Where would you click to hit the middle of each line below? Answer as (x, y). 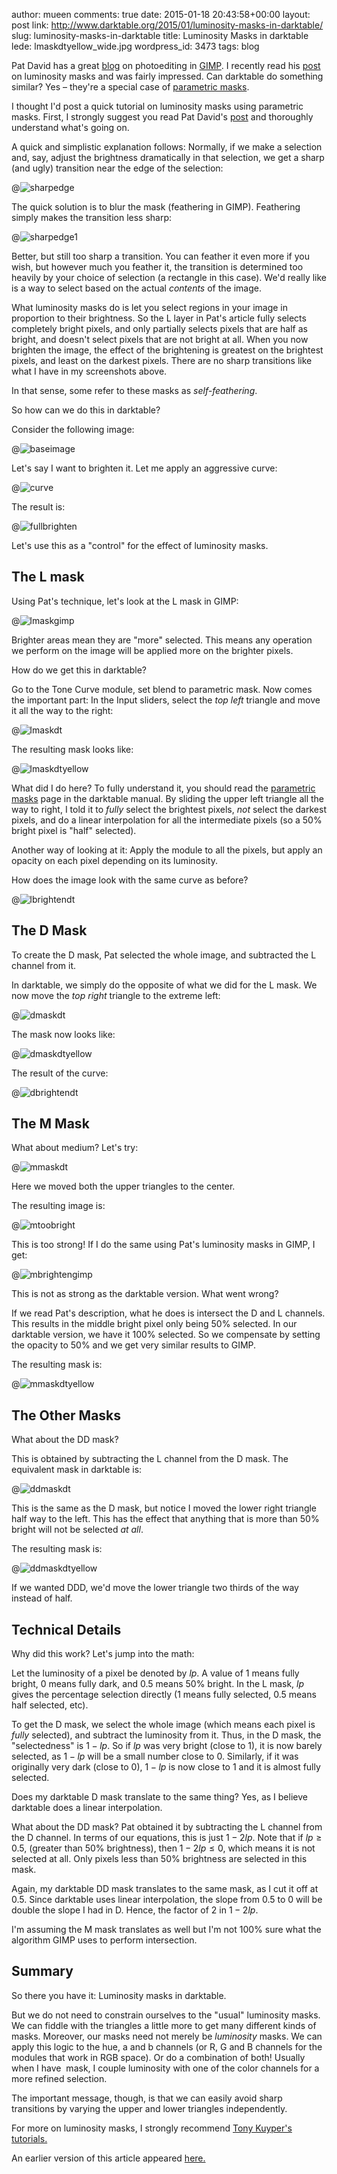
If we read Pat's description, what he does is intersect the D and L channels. (168, 1313)
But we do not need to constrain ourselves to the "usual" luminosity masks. (166, 2015)
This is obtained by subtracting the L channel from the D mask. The (150, 1459)
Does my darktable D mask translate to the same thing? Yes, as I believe (159, 1797)
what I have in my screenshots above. (89, 371)
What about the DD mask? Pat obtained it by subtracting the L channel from (167, 1827)
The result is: (38, 507)
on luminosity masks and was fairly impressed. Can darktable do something (167, 76)
